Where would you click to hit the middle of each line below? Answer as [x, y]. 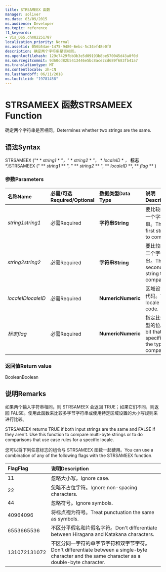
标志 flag [17, 334]
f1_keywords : [19, 33]
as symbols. [65, 518]
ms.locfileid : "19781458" [32, 79]
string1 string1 [24, 223]
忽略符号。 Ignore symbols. [82, 503]
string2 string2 [24, 262]
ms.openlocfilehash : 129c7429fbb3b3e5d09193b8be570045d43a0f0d [72, 56]
